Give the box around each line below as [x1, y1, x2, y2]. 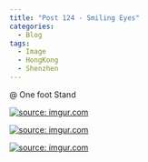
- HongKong [17, 56, 59, 65]
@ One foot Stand [9, 88, 76, 100]
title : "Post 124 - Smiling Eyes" [9, 13, 141, 23]
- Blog [17, 30, 43, 39]
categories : [9, 22, 54, 31]
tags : [9, 38, 30, 48]
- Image [17, 47, 47, 56]
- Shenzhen [17, 65, 59, 74]
